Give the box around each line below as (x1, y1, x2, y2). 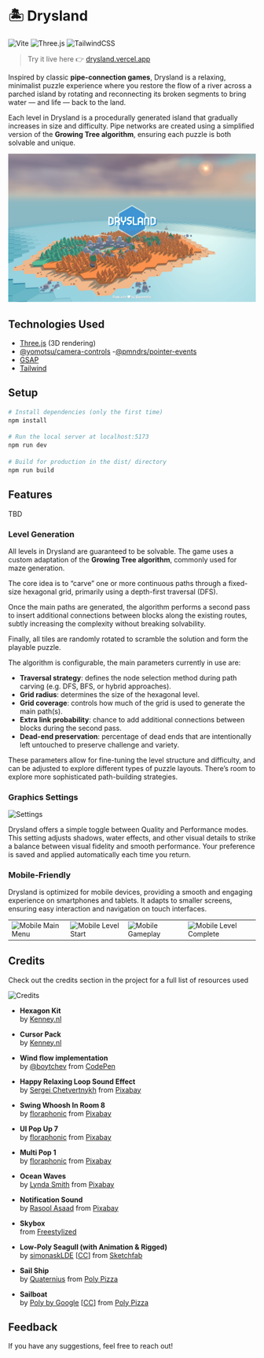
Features (8, 488, 53, 502)
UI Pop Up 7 (19, 1124, 59, 1134)
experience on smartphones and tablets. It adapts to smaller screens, (8, 896, 233, 905)
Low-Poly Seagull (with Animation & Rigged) (19, 1242, 167, 1252)
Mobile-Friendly (8, 870, 71, 881)
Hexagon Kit (19, 1006, 61, 1015)
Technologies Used (8, 317, 104, 331)
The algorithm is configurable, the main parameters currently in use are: (8, 658, 241, 667)
